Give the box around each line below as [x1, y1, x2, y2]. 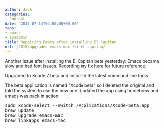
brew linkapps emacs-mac [5, 117, 66, 123]
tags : [5, 26, 16, 31]
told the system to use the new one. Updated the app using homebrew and [5, 87, 159, 93]
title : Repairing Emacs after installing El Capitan [5, 40, 117, 45]
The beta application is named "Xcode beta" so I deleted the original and [5, 82, 154, 88]
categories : [5, 12, 30, 17]
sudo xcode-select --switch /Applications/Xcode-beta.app [5, 102, 150, 108]
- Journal [5, 16, 26, 21]
